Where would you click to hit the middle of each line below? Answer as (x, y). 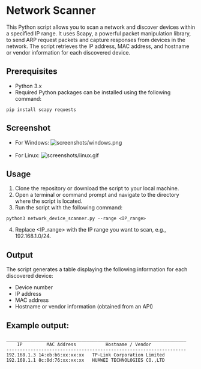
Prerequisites (32, 72)
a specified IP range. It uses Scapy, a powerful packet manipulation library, (98, 33)
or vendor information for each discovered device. (68, 52)
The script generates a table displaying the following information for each (97, 269)
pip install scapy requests (41, 109)
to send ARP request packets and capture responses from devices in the (96, 40)
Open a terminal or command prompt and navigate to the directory (97, 195)
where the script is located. (49, 201)
